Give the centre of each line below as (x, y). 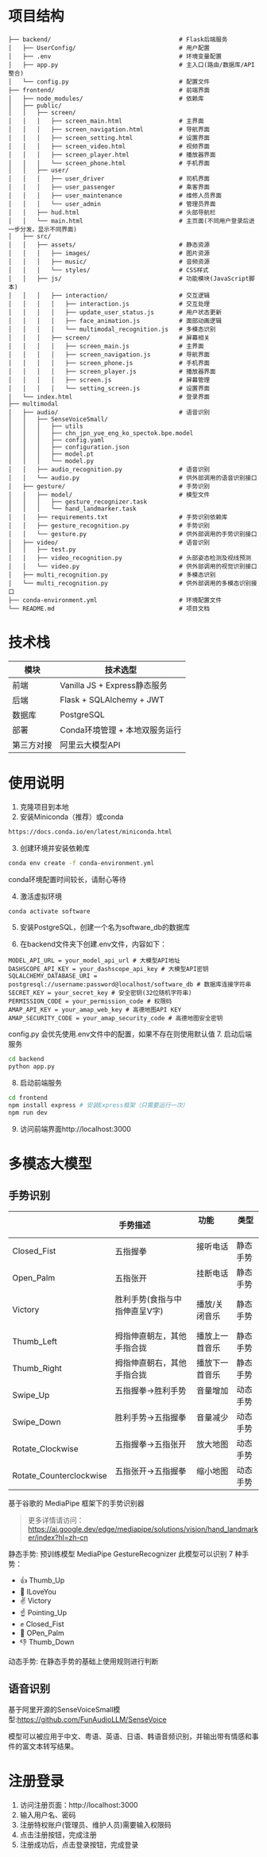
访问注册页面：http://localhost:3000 (79, 1805)
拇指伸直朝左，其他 (151, 1335)
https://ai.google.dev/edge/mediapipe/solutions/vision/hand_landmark (143, 1529)
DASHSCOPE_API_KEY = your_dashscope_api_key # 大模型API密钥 (108, 969)
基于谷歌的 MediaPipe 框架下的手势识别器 (76, 1503)
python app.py (32, 1066)
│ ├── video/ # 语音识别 (109, 542)
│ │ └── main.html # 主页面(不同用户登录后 (129, 221)
